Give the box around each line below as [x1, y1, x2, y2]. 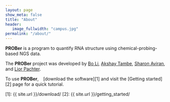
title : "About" [5, 17, 38, 22]
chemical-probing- [118, 45, 158, 51]
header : [5, 21, 22, 27]
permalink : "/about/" [5, 31, 51, 36]
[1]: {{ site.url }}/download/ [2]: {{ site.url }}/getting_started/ [5, 91, 130, 97]
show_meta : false [5, 12, 42, 17]
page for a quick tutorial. [12, 81, 64, 87]
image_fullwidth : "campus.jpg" [12, 27, 79, 32]
